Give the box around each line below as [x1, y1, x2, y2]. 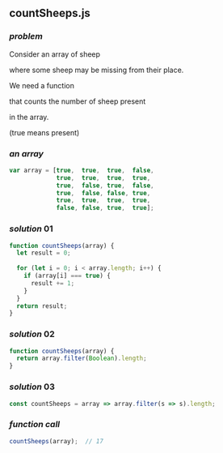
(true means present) [9, 127, 80, 137]
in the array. [9, 112, 49, 122]
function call [9, 419, 61, 430]
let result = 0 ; [16, 249, 71, 258]
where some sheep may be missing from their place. [9, 65, 184, 75]
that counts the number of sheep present [9, 96, 146, 106]
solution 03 [9, 381, 55, 392]
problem [9, 31, 43, 42]
